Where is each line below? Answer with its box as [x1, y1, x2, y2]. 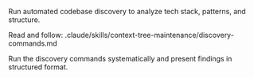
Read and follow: [8, 31, 64, 39]
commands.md [8, 39, 57, 48]
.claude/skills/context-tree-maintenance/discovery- [64, 31, 235, 39]
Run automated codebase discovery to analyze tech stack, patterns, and [8, 7, 247, 16]
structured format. [8, 62, 68, 72]
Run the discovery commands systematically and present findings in [8, 54, 233, 63]
